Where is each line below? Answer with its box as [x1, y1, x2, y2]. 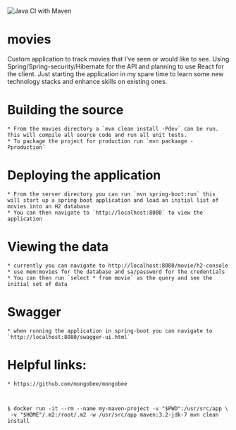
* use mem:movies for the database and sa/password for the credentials [7, 268, 225, 275]
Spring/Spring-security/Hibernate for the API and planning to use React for [7, 62, 224, 71]
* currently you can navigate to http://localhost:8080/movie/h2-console [7, 262, 229, 269]
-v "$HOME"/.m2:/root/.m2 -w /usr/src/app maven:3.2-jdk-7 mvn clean [10, 411, 219, 418]
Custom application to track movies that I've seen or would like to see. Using [7, 54, 230, 63]
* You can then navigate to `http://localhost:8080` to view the [7, 209, 203, 216]
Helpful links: [7, 357, 87, 373]
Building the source [7, 102, 124, 118]
